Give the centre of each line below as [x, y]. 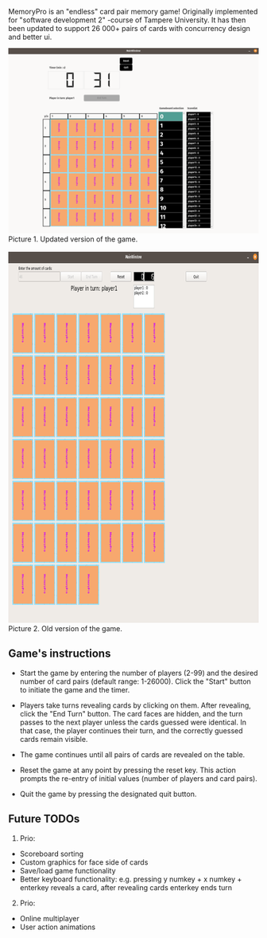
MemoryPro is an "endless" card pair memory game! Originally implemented [133, 12]
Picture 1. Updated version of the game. [73, 239]
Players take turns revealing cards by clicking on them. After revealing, [135, 705]
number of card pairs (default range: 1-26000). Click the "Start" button [135, 681]
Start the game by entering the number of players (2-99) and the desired [139, 673]
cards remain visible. [54, 739]
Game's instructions [60, 654]
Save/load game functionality [68, 870]
